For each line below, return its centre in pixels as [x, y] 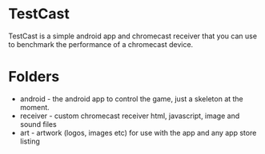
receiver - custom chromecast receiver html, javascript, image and [130, 116]
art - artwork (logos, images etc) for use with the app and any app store [138, 132]
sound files [38, 124]
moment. [34, 107]
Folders [34, 77]
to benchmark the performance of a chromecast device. [101, 44]
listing [30, 141]
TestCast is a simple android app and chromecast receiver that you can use [133, 36]
